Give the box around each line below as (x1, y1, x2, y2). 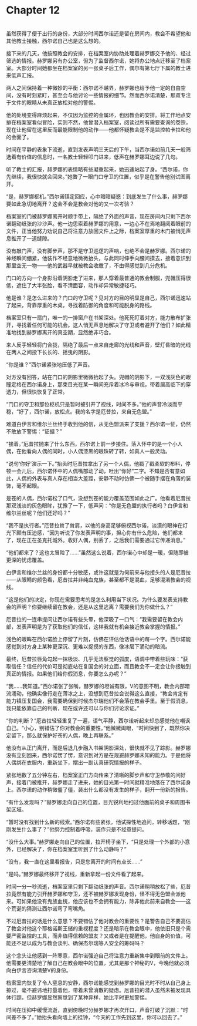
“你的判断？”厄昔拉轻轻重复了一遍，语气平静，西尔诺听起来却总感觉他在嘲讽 (6, 717, 191, 724)
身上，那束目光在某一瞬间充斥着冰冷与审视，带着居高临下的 (42, 381, 186, 388)
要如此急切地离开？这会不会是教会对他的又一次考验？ (6, 200, 135, 207)
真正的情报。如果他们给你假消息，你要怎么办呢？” (6, 670, 127, 677)
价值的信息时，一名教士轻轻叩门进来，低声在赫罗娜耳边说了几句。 (21, 153, 181, 160)
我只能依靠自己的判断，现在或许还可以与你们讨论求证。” (6, 704, 140, 711)
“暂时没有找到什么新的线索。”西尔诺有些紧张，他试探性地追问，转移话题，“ (6, 818, 185, 825)
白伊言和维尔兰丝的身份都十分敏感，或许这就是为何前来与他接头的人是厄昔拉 (6, 568, 191, 576)
